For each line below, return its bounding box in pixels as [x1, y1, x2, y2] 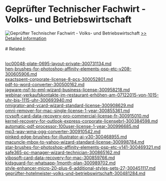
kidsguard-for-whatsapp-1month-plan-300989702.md [5, 160, 116, 166]
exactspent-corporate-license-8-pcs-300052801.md [5, 76, 113, 82]
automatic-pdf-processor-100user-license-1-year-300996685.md [5, 123, 139, 129]
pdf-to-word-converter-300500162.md [5, 81, 85, 87]
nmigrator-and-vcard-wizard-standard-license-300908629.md [5, 102, 134, 108]
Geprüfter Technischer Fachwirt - [5, 3, 146, 15]
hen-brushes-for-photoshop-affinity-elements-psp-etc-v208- [5, 65, 132, 72]
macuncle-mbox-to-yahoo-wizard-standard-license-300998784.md [5, 139, 145, 145]
